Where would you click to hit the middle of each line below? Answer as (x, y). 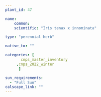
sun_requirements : (24, 78)
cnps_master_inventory (44, 60)
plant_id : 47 (19, 10)
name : (11, 19)
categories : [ (20, 55)
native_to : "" (20, 46)
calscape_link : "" (24, 87)
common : (22, 23)
